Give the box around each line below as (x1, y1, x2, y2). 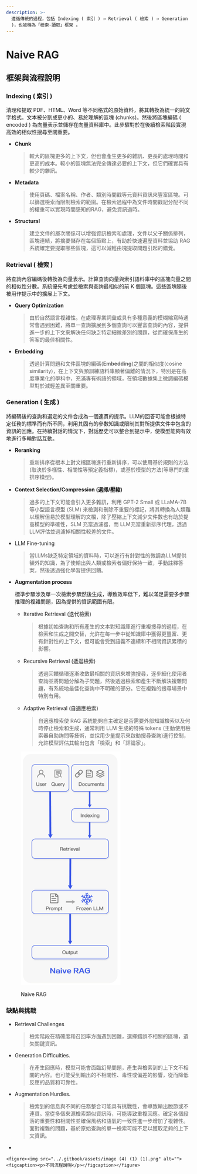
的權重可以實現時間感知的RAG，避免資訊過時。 (29, 206, 143, 213)
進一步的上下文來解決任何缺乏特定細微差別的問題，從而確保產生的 (29, 329, 189, 336)
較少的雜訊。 (29, 167, 60, 174)
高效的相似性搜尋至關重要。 (6, 128, 73, 135)
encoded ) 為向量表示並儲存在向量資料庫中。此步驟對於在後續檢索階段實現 (6, 121, 186, 128)
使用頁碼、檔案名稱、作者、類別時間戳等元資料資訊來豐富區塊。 (29, 191, 184, 199)
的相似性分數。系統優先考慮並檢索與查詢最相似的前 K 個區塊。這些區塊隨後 (6, 283, 188, 290)
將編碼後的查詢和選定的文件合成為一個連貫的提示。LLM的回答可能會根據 (6, 412, 181, 419)
